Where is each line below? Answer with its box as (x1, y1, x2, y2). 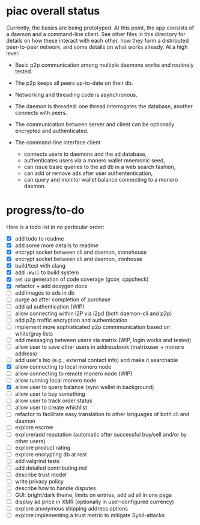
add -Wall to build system (14, 269, 79, 276)
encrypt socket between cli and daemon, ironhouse (14, 256, 143, 263)
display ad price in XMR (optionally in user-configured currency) (14, 498, 174, 506)
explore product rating (14, 444, 71, 451)
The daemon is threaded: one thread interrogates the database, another (14, 102, 193, 109)
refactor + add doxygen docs (14, 283, 88, 290)
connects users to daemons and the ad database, (23, 150, 147, 158)
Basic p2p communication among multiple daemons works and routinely (14, 61, 194, 69)
